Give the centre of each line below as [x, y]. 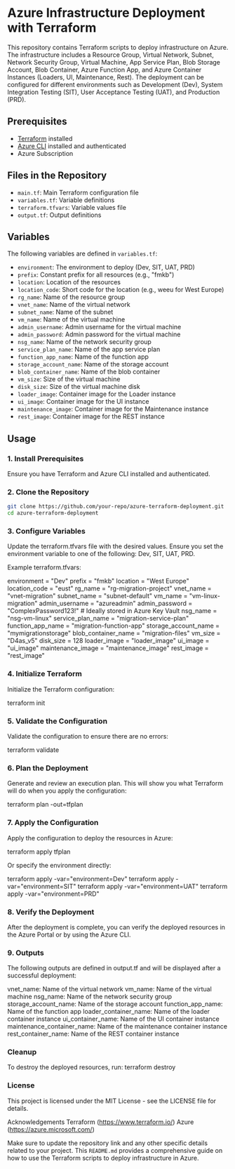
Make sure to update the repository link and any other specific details [108, 1143]
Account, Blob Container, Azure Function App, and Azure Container [105, 70]
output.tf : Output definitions [59, 215]
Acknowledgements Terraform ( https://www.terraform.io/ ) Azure [101, 1122]
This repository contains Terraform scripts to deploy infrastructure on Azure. [118, 47]
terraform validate [33, 750]
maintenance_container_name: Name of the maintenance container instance [117, 1026]
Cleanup [22, 1052]
